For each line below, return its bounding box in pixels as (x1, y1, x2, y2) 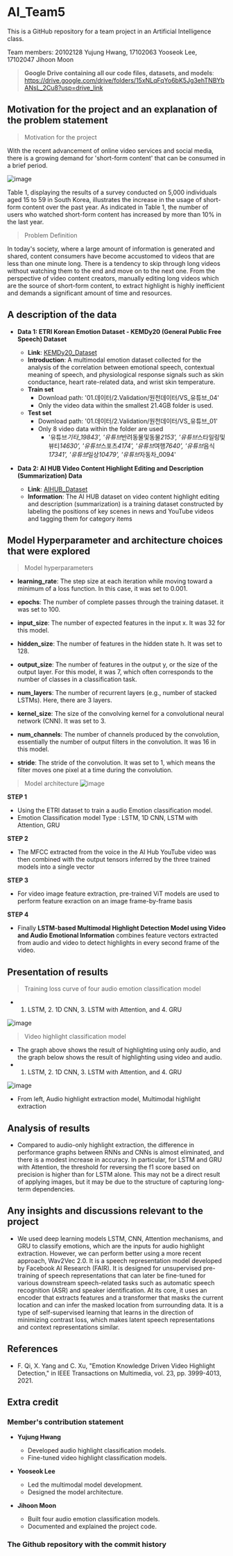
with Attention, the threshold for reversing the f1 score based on (17, 1163, 200, 1171)
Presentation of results (7, 966, 109, 978)
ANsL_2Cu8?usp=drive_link (24, 83, 103, 92)
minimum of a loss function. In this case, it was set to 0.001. (17, 585, 189, 593)
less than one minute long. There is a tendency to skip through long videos (7, 259, 221, 267)
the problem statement (7, 115, 109, 126)
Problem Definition (24, 231, 78, 240)
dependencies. (32, 1185, 75, 1193)
